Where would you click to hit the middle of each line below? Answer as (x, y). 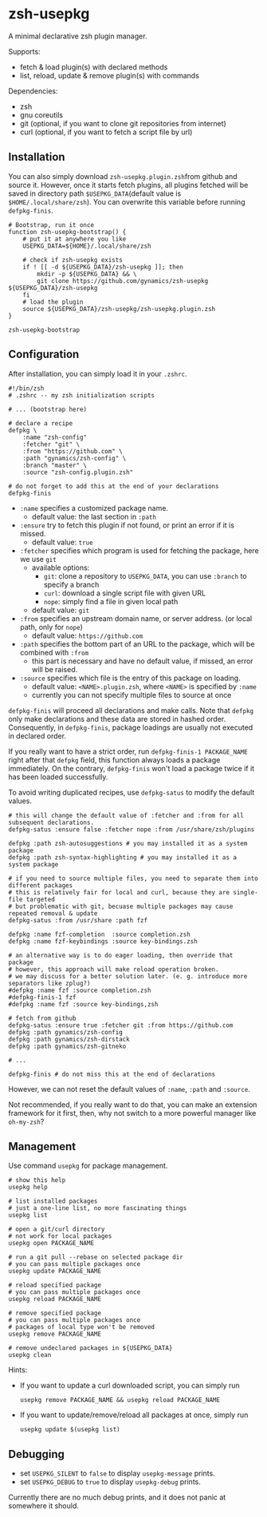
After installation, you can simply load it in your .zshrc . (98, 373)
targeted (41, 899)
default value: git (61, 610)
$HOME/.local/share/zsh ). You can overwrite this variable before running (127, 201)
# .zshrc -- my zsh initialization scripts (82, 395)
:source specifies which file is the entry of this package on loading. (130, 678)
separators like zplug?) (49, 983)
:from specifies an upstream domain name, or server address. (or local (136, 618)
